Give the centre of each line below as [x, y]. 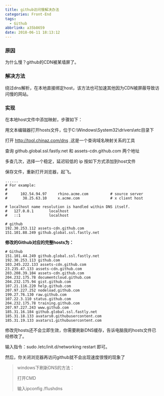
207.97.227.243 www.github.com [37, 308]
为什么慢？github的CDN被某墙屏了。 [42, 62]
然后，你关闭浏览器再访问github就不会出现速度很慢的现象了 [65, 357]
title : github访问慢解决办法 [32, 10]
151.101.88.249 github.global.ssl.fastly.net [52, 232]
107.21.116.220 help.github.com [38, 286]
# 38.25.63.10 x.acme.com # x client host [74, 198]
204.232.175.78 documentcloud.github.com [48, 277]
